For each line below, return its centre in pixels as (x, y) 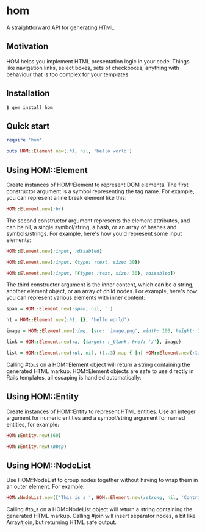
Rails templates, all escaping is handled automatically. (74, 377)
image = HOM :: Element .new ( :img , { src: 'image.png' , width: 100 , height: (101, 331)
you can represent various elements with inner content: (76, 298)
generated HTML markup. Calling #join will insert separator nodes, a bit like (101, 516)
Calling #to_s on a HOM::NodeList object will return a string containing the (99, 509)
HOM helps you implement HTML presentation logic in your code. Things (98, 61)
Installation (28, 94)
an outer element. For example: (45, 487)
